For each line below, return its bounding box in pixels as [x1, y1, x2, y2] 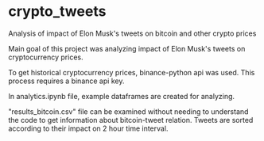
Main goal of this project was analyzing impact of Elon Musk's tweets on [8, 44, 246, 53]
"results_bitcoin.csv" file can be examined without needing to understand [8, 106, 249, 116]
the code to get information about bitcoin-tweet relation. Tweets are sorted [8, 115, 254, 124]
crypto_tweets [8, 2, 107, 21]
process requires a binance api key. [8, 76, 125, 86]
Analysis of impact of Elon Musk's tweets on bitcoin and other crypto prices [8, 29, 257, 38]
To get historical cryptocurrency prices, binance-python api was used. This [8, 67, 255, 77]
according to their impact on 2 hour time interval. [8, 124, 169, 133]
